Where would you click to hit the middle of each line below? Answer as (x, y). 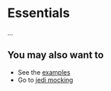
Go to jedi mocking (45, 80)
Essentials (38, 13)
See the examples (44, 72)
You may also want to (56, 55)
